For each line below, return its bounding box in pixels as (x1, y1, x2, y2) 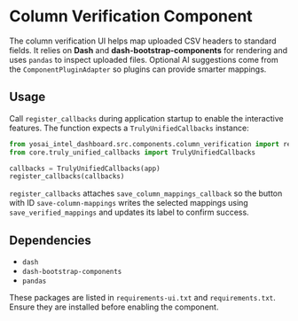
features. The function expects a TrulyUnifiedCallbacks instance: (9, 122, 250, 133)
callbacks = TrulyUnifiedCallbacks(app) (9, 164, 161, 173)
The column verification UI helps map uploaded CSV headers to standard (9, 35, 277, 46)
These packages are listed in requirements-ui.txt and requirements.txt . (9, 293, 277, 303)
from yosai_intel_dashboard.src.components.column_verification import (9, 139, 279, 148)
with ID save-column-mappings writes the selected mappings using (9, 198, 248, 208)
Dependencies (9, 232, 91, 247)
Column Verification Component (9, 6, 253, 27)
